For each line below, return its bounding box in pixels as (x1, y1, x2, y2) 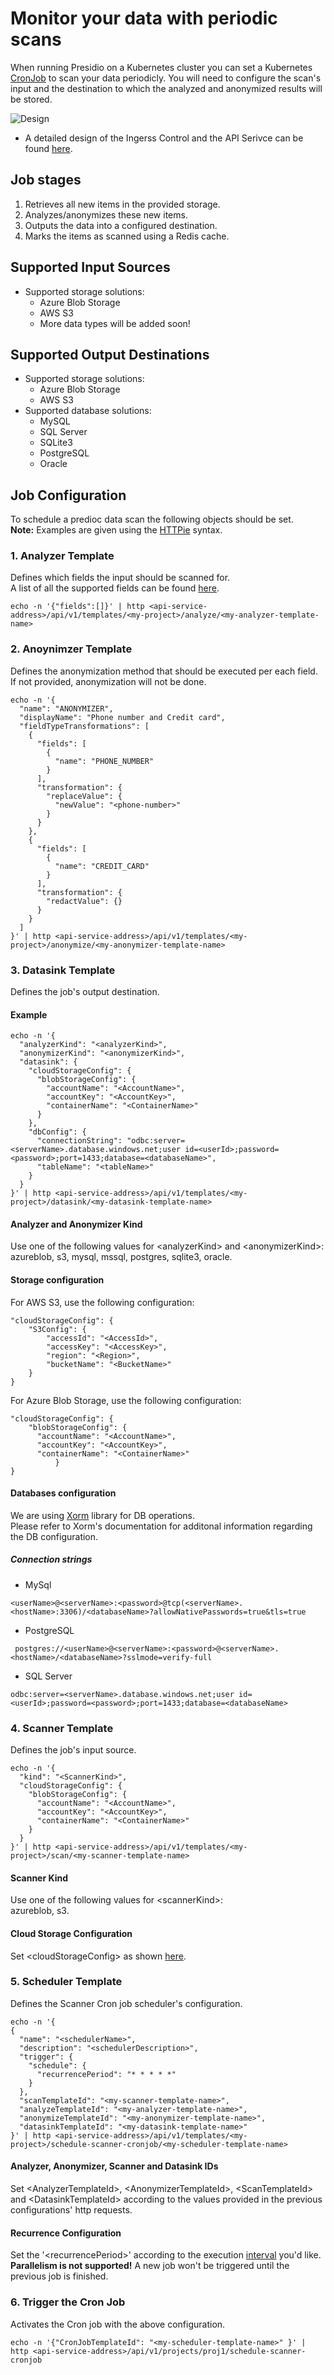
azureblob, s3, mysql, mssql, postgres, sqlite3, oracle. (10, 1251, 233, 1263)
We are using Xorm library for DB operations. (10, 1509, 195, 1521)
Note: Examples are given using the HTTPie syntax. (10, 524, 223, 536)
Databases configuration (10, 1487, 117, 1499)
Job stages (10, 172, 82, 189)
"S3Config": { (28, 1324, 87, 1334)
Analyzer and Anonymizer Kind (10, 1218, 143, 1230)
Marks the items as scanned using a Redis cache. (24, 230, 230, 242)
